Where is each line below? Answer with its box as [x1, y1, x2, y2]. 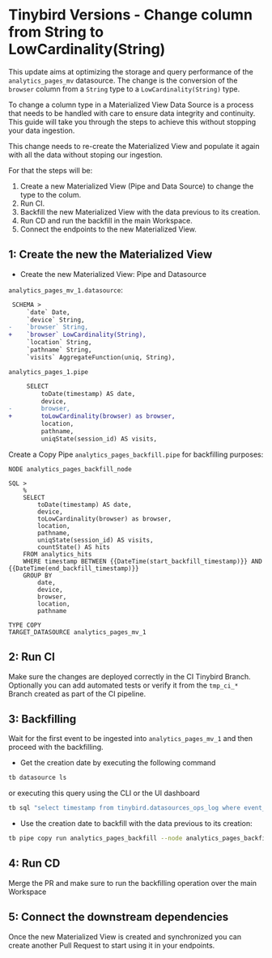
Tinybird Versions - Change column [8, 6, 253, 24]
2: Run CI [8, 650, 55, 664]
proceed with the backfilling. [8, 743, 104, 752]
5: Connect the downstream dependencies [8, 910, 229, 924]
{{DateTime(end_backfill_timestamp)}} [8, 564, 139, 573]
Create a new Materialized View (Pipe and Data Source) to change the [19, 181, 254, 191]
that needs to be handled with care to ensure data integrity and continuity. [8, 108, 256, 118]
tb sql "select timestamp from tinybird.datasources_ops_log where [8, 804, 241, 812]
